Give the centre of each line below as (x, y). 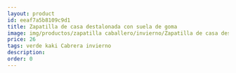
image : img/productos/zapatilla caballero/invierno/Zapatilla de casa (113, 33)
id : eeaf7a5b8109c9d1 (39, 20)
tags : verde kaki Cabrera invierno (59, 46)
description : (26, 53)
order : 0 (20, 59)
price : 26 (22, 40)
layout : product (31, 14)
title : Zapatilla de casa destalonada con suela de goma (92, 26)
